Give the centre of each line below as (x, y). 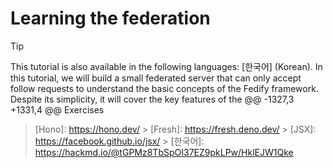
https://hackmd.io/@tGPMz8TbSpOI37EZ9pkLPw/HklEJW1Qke (164, 152)
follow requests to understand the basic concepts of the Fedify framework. (164, 88)
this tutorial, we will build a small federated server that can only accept (156, 78)
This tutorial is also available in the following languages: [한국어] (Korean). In (166, 66)
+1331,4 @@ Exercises (57, 109)
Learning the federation (110, 18)
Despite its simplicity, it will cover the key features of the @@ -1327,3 (152, 99)
